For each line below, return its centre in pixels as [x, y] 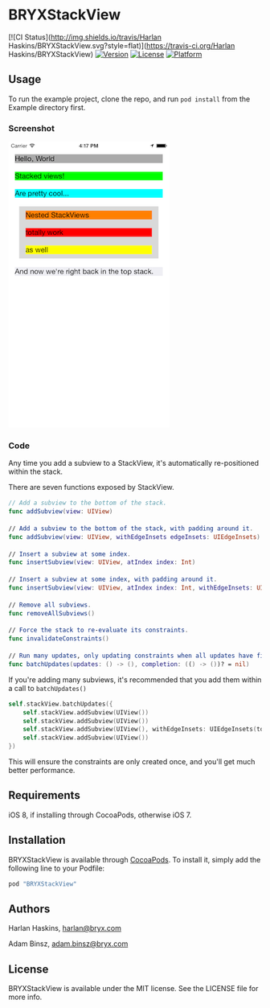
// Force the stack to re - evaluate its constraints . [98, 630]
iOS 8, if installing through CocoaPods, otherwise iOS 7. [100, 815]
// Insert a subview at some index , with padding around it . [113, 580]
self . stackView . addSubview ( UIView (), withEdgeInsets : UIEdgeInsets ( [140, 730]
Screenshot [31, 128]
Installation [37, 840]
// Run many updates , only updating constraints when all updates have [131, 656]
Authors [29, 909]
